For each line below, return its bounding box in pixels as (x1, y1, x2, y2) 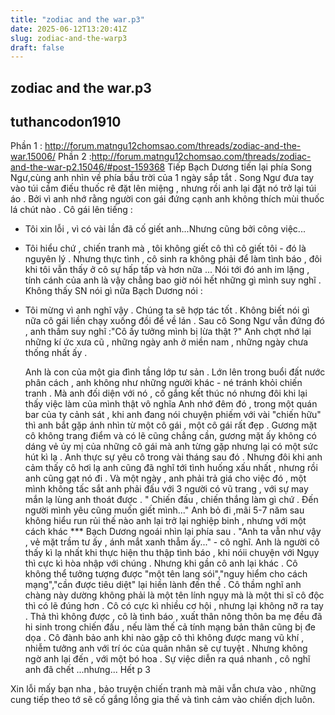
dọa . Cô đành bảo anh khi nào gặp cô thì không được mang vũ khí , (24, 632, 305, 644)
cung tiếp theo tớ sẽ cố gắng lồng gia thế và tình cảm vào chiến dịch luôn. (10, 694, 316, 706)
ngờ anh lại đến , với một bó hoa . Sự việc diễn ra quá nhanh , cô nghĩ (24, 653, 311, 665)
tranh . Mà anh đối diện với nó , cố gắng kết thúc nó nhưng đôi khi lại (24, 387, 308, 400)
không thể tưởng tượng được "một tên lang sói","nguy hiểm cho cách (24, 568, 308, 580)
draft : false (10, 42, 65, 53)
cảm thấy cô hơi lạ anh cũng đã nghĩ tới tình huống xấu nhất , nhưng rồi (24, 462, 318, 474)
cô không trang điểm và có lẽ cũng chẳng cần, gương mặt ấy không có (24, 430, 317, 442)
